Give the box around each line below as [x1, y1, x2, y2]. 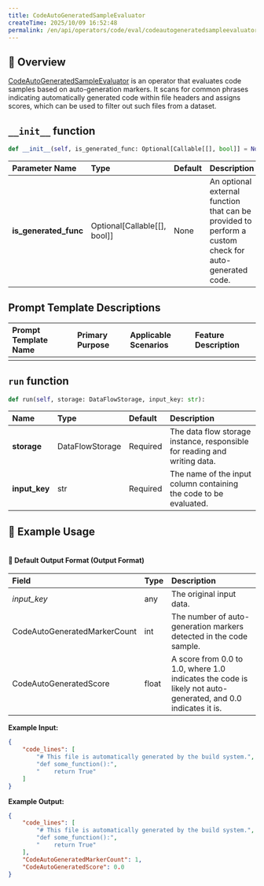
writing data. [170, 456, 216, 467]
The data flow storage [170, 426, 251, 437]
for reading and [170, 446, 227, 457]
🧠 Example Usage [8, 525, 96, 538]
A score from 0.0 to [171, 654, 244, 665]
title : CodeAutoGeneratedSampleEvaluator [8, 11, 146, 20]
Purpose [77, 339, 110, 350]
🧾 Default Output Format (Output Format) [8, 555, 145, 565]
